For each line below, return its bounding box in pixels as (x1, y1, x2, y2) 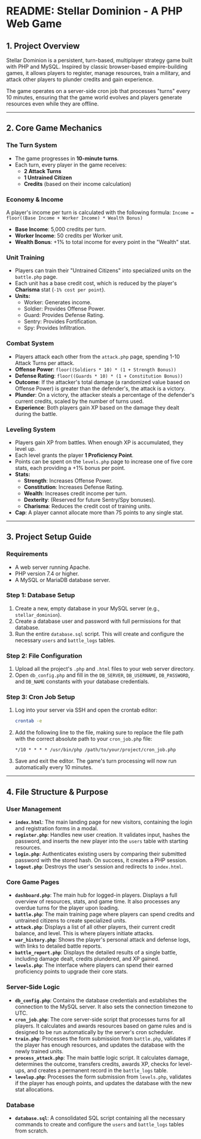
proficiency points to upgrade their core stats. (14, 968, 129, 975)
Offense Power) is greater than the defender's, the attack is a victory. (14, 385, 186, 392)
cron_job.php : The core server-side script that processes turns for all (14, 1016, 185, 1023)
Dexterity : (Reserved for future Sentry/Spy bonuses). (23, 496, 156, 503)
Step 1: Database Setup (6, 591, 75, 599)
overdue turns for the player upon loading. (14, 904, 120, 912)
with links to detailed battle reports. (14, 942, 102, 950)
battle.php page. (14, 273, 58, 281)
